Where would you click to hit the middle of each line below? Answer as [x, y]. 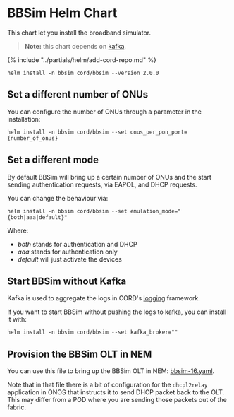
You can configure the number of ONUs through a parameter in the [105, 112]
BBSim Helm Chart [62, 13]
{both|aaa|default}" [38, 217]
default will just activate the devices [69, 259]
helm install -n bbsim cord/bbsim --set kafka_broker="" [93, 333]
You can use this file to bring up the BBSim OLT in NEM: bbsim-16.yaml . [111, 371]
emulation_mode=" [155, 211]
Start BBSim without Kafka [67, 281]
